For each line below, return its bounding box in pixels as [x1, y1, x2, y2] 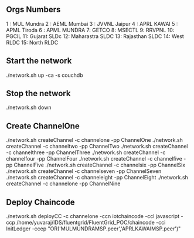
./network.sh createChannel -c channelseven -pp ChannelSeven [6, 168, 162, 175]
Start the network [6, 56, 72, 66]
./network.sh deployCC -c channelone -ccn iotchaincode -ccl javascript [6, 213, 180, 220]
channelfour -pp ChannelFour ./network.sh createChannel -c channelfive [6, 155, 183, 162]
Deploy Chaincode [6, 197, 75, 207]
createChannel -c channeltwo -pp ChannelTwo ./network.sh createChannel [6, 143, 188, 150]
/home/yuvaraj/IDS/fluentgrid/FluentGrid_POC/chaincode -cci [16, 219, 166, 226]
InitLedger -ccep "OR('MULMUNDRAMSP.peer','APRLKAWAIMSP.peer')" [6, 225, 181, 232]
